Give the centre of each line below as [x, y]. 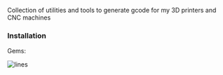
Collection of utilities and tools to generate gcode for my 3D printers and [112, 10]
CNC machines [29, 18]
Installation [27, 36]
